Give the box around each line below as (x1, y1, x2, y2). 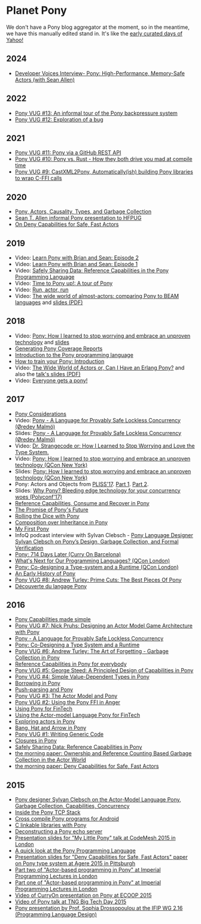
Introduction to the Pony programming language (14, 351, 133, 358)
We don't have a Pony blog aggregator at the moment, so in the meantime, (6, 23, 190, 31)
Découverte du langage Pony (14, 582, 87, 589)
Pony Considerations (14, 410, 67, 418)
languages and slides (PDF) (14, 299, 83, 306)
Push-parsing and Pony (14, 686, 74, 693)
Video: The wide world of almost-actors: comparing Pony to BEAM (14, 293, 179, 299)
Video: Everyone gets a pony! (14, 377, 88, 384)
